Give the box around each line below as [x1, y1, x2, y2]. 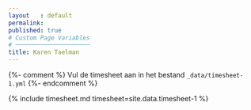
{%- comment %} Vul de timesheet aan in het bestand [8, 70, 185, 79]
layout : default [8, 11, 73, 20]
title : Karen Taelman [8, 48, 80, 56]
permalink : [8, 19, 44, 27]
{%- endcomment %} [27, 78, 98, 88]
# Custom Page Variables [8, 33, 90, 42]
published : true [8, 26, 62, 34]
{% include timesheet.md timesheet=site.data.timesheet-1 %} [8, 94, 209, 103]
